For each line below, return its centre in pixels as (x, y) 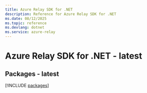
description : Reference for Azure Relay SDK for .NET (61, 14)
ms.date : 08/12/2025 (26, 18)
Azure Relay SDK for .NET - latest (74, 56)
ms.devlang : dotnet (25, 28)
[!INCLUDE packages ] (27, 85)
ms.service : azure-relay (30, 32)
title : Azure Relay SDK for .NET (39, 9)
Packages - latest (32, 74)
